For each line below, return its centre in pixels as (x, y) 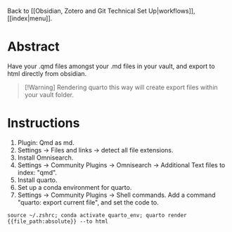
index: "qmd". (37, 172)
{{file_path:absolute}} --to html (58, 221)
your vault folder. (49, 94)
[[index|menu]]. (30, 18)
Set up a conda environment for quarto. (75, 187)
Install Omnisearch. (45, 157)
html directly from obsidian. (47, 73)
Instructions (44, 123)
